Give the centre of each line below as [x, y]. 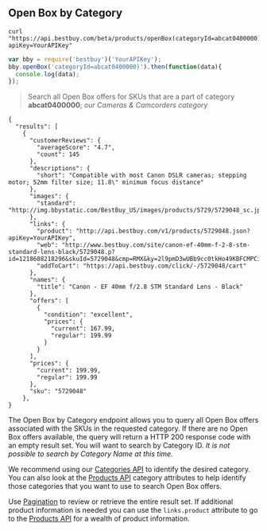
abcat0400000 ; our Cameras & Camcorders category [118, 105]
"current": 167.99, [83, 329]
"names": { [47, 280]
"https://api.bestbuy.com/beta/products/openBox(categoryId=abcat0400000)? [136, 38]
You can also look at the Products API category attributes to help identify [127, 478]
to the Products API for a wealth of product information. [99, 519]
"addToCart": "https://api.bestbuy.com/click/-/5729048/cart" [142, 266]
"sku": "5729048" [58, 392]
